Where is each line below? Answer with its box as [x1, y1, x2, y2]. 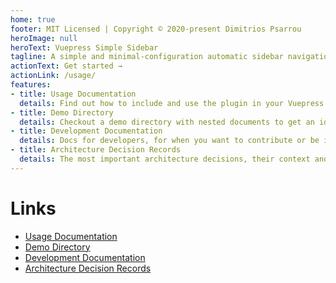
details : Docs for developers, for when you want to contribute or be [19, 136, 320, 146]
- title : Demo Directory [10, 107, 114, 118]
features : [10, 80, 52, 90]
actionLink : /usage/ [10, 71, 97, 81]
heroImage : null [10, 33, 78, 43]
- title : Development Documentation [10, 126, 163, 136]
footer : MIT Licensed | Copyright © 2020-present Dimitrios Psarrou [10, 24, 302, 34]
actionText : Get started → [10, 61, 123, 71]
